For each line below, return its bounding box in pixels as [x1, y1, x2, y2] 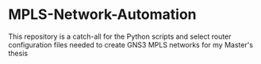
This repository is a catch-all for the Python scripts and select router [8, 32, 232, 41]
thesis [8, 48, 29, 58]
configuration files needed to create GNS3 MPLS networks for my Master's [8, 40, 254, 49]
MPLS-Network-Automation [8, 6, 197, 24]
